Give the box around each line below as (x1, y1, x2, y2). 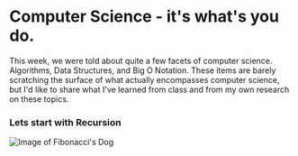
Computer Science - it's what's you (9, 6, 279, 27)
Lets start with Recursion (9, 115, 122, 128)
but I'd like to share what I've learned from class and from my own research (9, 84, 290, 95)
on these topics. (9, 93, 69, 105)
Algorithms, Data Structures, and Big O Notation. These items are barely (9, 65, 276, 76)
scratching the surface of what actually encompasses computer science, (9, 74, 280, 85)
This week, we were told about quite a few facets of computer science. (9, 55, 273, 66)
